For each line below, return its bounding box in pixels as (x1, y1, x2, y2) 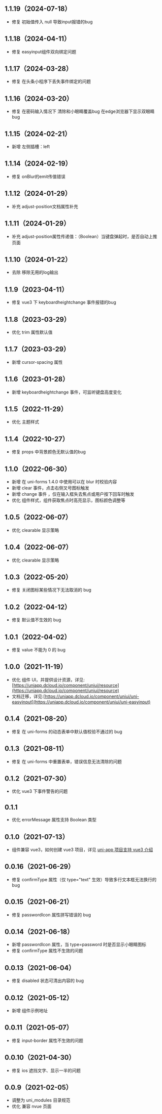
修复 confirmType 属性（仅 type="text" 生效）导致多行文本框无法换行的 (11, 876, 157, 882)
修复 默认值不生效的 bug (11, 617, 62, 623)
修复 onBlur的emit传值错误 (11, 173, 65, 179)
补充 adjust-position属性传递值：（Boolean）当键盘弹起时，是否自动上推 (11, 233, 158, 239)
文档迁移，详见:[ (11, 693, 45, 699)
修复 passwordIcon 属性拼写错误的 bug (11, 911, 92, 918)
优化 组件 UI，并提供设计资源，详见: (11, 677, 85, 683)
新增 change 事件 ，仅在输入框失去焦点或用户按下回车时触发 (11, 491, 134, 497)
